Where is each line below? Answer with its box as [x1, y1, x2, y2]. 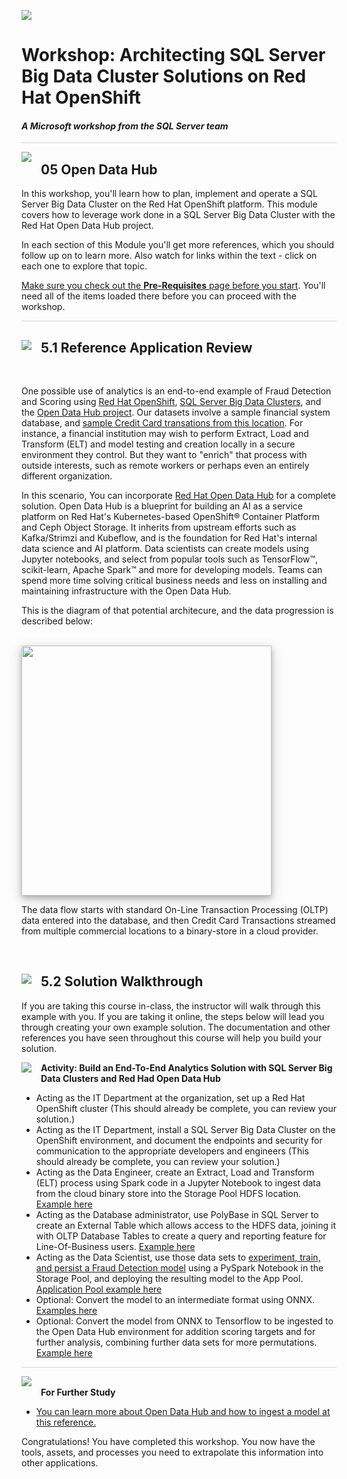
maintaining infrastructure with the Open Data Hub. [21, 585, 232, 597]
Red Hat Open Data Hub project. [21, 220, 154, 232]
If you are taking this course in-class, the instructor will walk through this [21, 1000, 321, 1012]
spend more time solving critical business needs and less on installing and [21, 575, 328, 587]
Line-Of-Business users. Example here [35, 1240, 196, 1252]
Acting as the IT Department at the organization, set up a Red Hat [35, 1091, 306, 1104]
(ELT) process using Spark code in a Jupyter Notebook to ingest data [35, 1176, 321, 1189]
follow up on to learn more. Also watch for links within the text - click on [21, 250, 318, 262]
